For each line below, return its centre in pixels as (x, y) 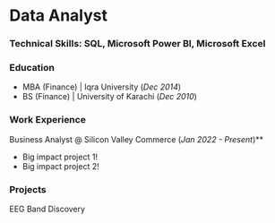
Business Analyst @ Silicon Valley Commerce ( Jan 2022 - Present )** (137, 139)
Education (32, 68)
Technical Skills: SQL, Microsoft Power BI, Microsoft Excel (137, 44)
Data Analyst (59, 16)
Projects (28, 189)
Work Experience (48, 120)
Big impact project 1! (60, 157)
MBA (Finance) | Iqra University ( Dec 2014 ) (102, 87)
